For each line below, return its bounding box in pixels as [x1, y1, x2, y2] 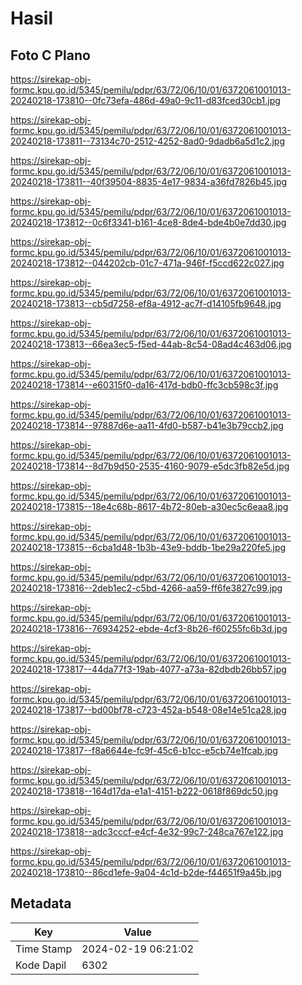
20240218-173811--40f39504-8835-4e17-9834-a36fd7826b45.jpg [10, 176, 288, 187]
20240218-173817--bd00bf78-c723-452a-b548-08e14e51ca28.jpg [10, 704, 287, 716]
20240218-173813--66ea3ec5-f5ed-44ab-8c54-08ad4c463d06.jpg [10, 338, 292, 350]
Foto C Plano [10, 47, 91, 64]
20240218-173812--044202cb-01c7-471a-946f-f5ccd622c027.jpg [10, 257, 285, 269]
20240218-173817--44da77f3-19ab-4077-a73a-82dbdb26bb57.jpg [10, 663, 287, 675]
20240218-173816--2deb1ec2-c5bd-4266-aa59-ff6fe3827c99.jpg [10, 582, 283, 594]
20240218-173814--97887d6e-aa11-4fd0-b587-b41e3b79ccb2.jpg [10, 420, 284, 431]
